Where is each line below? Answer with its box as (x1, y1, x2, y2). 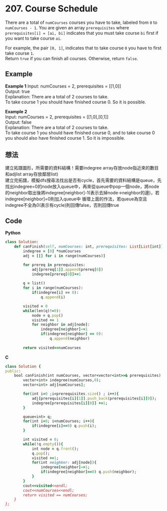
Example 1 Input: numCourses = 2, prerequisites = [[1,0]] (5, 83, 121, 89)
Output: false (5, 119, 32, 125)
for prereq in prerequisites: (23, 262, 85, 267)
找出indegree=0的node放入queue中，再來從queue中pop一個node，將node (5, 183, 160, 189)
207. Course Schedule (5, 3, 98, 14)
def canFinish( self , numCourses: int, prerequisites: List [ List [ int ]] (14, 244, 164, 249)
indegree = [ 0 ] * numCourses (23, 249, 81, 254)
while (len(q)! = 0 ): (23, 308, 61, 313)
